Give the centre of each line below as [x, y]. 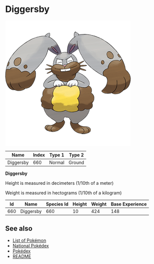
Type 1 [57, 155]
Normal [57, 162]
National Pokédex [31, 246]
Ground [76, 162]
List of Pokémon [29, 240]
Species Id [57, 204]
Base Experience [129, 204]
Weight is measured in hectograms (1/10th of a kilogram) [63, 193]
